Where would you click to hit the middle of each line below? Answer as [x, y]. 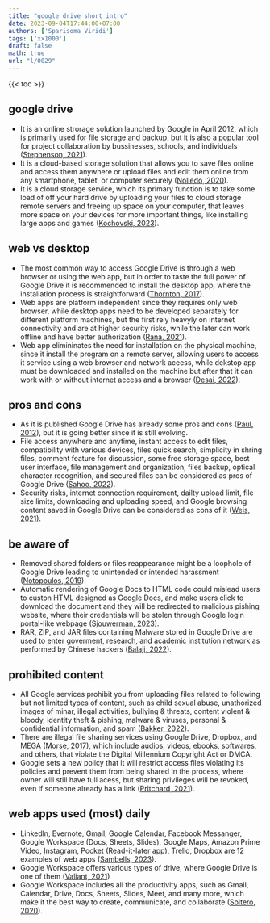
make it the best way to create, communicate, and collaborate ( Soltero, [138, 902]
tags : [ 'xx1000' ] [37, 38]
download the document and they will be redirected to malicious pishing [139, 606]
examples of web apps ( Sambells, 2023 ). [88, 859]
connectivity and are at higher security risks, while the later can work [135, 328]
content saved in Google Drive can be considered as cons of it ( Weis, [135, 510]
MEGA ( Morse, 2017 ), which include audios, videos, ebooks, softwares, [138, 745]
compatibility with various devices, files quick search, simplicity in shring [141, 450]
